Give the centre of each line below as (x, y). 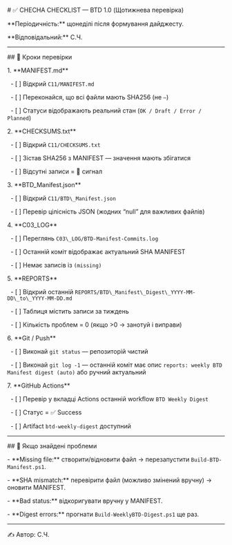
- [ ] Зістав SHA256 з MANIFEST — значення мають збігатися (100, 158)
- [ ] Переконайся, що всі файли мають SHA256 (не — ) (89, 97)
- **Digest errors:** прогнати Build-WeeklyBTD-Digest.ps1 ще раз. (103, 514)
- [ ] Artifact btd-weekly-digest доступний (70, 426)
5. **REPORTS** (32, 278)
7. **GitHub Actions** (39, 385)
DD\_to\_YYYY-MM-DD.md (40, 298)
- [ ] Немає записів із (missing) (56, 265)
